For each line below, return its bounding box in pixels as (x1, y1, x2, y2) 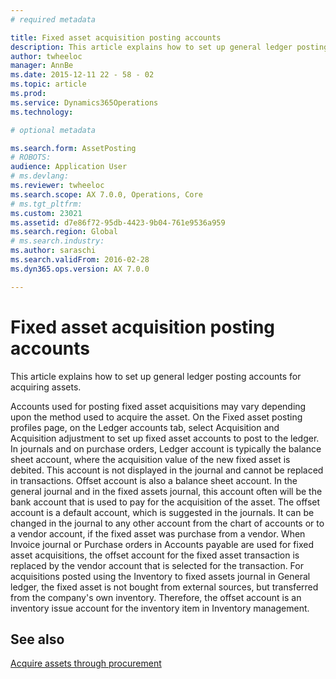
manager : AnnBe (10, 61, 74, 71)
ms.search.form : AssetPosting (10, 143, 137, 153)
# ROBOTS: (10, 152, 52, 163)
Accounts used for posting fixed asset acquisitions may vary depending (10, 400, 307, 412)
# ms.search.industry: (10, 236, 105, 246)
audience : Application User (10, 162, 128, 172)
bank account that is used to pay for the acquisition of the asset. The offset (10, 496, 321, 508)
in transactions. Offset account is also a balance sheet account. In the (10, 474, 298, 486)
